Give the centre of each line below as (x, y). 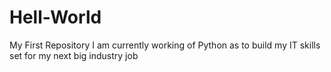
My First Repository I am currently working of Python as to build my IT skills (165, 45)
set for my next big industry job (74, 55)
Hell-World (55, 17)
